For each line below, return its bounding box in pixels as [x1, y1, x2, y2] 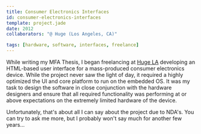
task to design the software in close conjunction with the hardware [6, 84, 172, 91]
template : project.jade [6, 20, 66, 26]
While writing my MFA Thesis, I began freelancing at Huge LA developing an [6, 58, 196, 65]
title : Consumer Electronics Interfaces [6, 8, 110, 15]
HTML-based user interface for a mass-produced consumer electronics [6, 65, 185, 72]
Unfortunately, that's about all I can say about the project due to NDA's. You [6, 109, 194, 115]
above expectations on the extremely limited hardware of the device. [6, 97, 177, 104]
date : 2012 [6, 25, 34, 32]
